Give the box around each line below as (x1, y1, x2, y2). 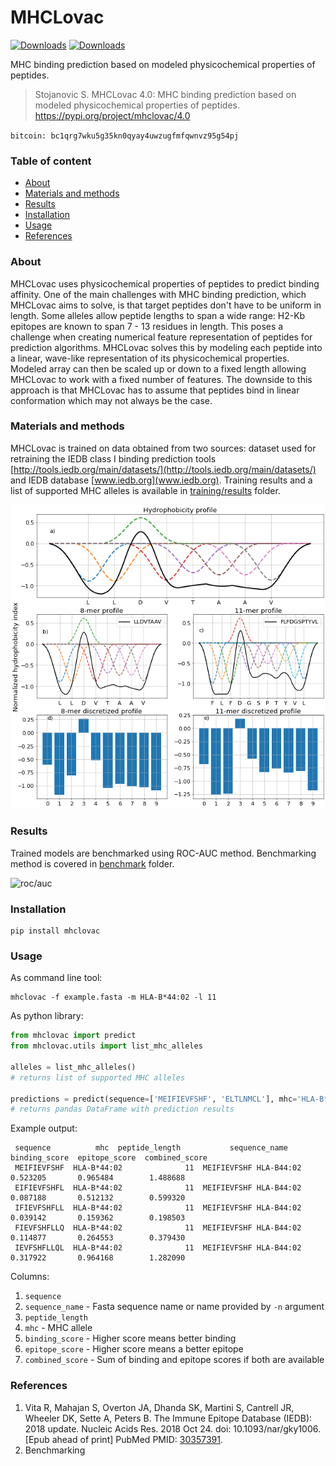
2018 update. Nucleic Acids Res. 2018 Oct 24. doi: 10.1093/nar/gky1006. (24, 1422, 321, 1435)
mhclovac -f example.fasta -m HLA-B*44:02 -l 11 (10, 992, 217, 1003)
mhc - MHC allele (24, 1322, 93, 1334)
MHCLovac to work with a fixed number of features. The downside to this (10, 373, 313, 385)
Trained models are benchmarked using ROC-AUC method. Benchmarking (10, 847, 317, 859)
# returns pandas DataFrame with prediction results (10, 1104, 235, 1115)
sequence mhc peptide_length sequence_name (14, 1143, 288, 1153)
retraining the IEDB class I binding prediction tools (10, 452, 217, 465)
